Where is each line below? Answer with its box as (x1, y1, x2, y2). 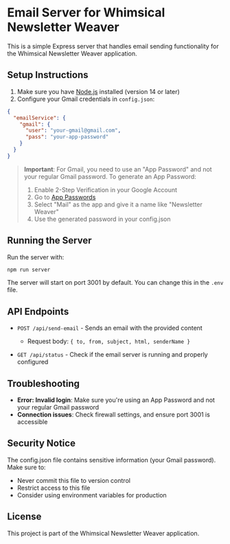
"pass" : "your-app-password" (25, 134, 109, 141)
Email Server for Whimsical (7, 5, 165, 21)
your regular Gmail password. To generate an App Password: (23, 172, 197, 180)
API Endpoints (7, 305, 69, 317)
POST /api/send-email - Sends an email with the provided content (16, 324, 203, 332)
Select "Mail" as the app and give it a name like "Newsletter (34, 200, 203, 209)
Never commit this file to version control (16, 476, 130, 484)
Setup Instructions (7, 69, 89, 81)
